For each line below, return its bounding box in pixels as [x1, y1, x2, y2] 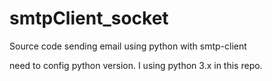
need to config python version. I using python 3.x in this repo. [9, 59, 263, 71]
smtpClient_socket [9, 7, 169, 30]
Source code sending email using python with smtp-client [9, 40, 247, 52]
